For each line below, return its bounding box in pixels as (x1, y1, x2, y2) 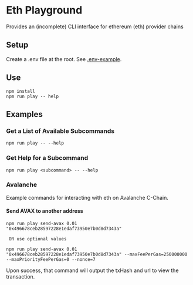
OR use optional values (8, 236, 67, 242)
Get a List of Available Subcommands (6, 127, 115, 135)
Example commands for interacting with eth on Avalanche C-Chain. (6, 194, 168, 201)
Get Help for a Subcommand (6, 154, 89, 162)
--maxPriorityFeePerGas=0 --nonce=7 (6, 257, 96, 263)
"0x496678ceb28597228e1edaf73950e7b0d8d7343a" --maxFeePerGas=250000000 (6, 252, 188, 257)
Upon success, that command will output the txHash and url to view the (6, 267, 179, 274)
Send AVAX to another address (6, 207, 83, 214)
